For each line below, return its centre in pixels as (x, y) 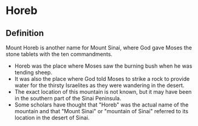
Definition (25, 33)
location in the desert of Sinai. (52, 117)
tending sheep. (33, 72)
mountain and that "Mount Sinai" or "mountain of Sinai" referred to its (101, 111)
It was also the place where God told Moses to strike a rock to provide (102, 79)
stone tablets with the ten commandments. (59, 54)
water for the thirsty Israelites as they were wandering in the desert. (99, 85)
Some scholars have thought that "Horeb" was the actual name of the (101, 105)
